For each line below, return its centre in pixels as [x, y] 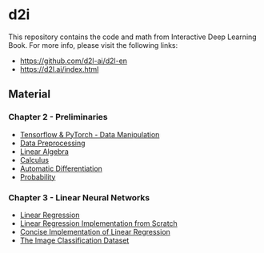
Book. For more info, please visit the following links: [93, 45]
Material [29, 95]
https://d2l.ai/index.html [59, 69]
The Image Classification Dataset [74, 240]
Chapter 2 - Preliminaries [58, 117]
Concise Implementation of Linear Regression [95, 231]
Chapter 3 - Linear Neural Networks [79, 197]
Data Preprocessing [52, 143]
